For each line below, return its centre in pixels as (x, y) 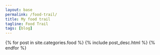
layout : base (19, 10)
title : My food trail (28, 19)
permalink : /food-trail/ (31, 14)
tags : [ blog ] (19, 28)
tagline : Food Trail (27, 24)
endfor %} (16, 48)
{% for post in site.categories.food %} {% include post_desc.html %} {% (80, 42)
